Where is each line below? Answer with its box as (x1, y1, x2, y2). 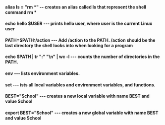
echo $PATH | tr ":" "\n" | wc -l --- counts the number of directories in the (5, 54, 160, 60)
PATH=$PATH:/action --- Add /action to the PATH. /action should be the (5, 37, 156, 43)
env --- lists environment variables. (5, 70, 80, 76)
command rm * (5, 9, 37, 15)
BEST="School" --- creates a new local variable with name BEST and (5, 93, 150, 99)
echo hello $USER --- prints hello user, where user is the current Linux (5, 20, 153, 27)
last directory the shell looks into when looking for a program (5, 42, 133, 48)
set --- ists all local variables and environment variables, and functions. (5, 82, 156, 88)
